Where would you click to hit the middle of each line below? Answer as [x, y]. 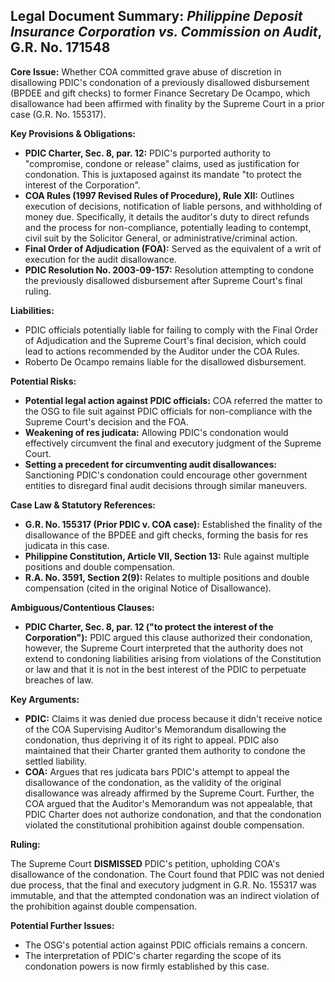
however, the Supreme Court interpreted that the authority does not [164, 648]
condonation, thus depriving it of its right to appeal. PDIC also [151, 740]
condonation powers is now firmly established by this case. [147, 966]
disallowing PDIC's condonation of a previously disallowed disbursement [160, 82]
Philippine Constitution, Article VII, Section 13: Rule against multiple [167, 556]
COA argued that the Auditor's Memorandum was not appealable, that [168, 803]
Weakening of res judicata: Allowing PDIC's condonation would [156, 432]
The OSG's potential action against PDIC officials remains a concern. [166, 945]
